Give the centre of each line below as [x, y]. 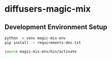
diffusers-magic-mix [48, 9]
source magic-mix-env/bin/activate [41, 51]
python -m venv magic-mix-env [35, 38]
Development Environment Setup [56, 27]
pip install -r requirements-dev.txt [43, 42]
